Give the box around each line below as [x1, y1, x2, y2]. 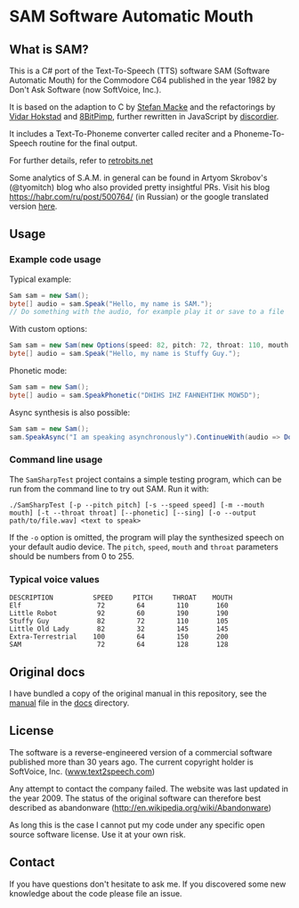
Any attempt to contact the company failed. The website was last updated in [9, 783, 289, 794]
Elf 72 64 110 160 [9, 601, 229, 610]
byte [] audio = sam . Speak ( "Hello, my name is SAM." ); [9, 299, 214, 309]
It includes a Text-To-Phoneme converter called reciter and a [9, 128, 233, 139]
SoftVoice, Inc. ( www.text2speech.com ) [9, 765, 156, 777]
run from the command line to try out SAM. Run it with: [9, 483, 209, 494]
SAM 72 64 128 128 [9, 640, 229, 649]
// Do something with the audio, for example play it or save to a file [9, 308, 285, 317]
